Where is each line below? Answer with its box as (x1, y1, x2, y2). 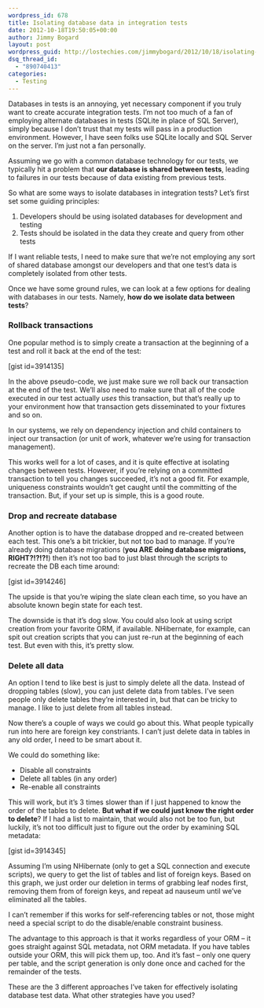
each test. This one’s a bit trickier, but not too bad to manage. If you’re (8, 536, 236, 546)
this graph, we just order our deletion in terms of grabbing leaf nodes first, (8, 878, 249, 888)
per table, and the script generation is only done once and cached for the (8, 958, 246, 968)
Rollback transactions (8, 320, 93, 331)
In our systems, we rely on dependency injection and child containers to (8, 425, 241, 435)
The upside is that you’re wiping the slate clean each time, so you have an (8, 592, 247, 601)
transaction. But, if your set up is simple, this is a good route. (8, 491, 204, 500)
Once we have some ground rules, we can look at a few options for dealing (8, 284, 251, 293)
